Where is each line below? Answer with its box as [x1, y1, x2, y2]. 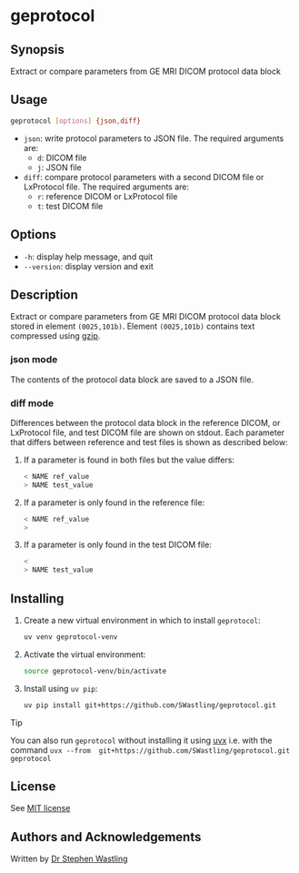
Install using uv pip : [23, 683, 98, 694]
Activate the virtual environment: [23, 648, 146, 660]
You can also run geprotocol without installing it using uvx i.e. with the [10, 735, 273, 746]
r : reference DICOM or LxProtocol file [36, 190, 178, 201]
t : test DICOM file [36, 200, 104, 211]
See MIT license [10, 803, 71, 814]
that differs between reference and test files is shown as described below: [10, 436, 289, 447]
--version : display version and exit [23, 260, 154, 271]
